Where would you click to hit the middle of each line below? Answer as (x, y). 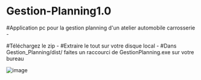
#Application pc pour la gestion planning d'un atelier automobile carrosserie (101, 28)
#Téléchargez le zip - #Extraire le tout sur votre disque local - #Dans (91, 46)
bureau (15, 58)
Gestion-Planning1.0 (59, 11)
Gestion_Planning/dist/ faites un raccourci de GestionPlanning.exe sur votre (100, 52)
